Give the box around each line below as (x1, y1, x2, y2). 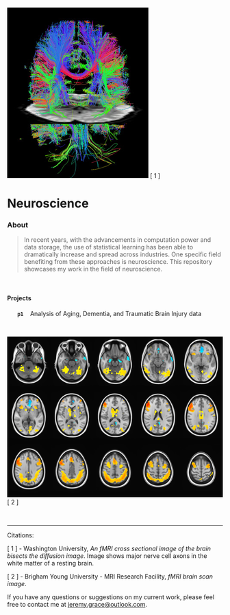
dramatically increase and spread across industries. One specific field (23, 250, 221, 258)
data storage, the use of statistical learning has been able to (23, 243, 194, 251)
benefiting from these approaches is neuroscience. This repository (23, 258, 213, 266)
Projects (7, 294, 32, 302)
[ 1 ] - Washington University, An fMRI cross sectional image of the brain (7, 544, 211, 552)
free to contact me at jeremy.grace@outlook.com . (7, 600, 148, 608)
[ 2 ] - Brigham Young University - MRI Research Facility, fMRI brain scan (7, 572, 214, 581)
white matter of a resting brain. (7, 559, 94, 567)
